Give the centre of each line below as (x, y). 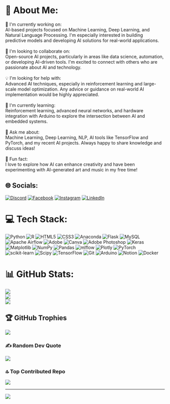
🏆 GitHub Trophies (36, 318)
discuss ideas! (20, 148)
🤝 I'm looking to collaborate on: (38, 51)
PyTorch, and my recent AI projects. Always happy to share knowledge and (83, 143)
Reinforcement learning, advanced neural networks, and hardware (74, 110)
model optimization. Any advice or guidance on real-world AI (81, 89)
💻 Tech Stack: (36, 219)
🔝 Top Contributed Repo (35, 371)
